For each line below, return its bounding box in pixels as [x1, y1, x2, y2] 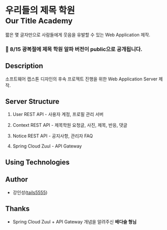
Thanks [5, 205, 30, 213]
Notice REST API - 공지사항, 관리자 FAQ [12, 133, 93, 139]
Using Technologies [5, 158, 70, 166]
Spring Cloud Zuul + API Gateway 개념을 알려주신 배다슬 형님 [12, 218, 137, 224]
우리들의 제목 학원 [5, 5, 75, 16]
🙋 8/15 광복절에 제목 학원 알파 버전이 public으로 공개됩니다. [5, 45, 143, 52]
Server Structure [5, 97, 60, 106]
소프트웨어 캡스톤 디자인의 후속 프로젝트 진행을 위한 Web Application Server [5, 76, 158, 82]
